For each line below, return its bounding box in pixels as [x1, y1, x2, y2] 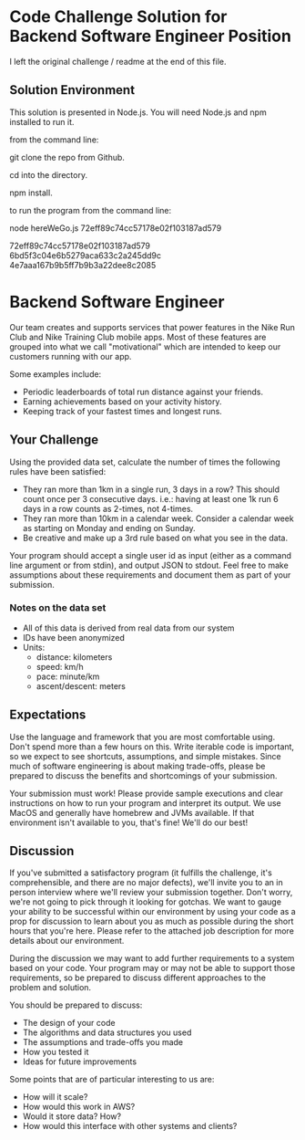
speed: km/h [36, 661, 84, 672]
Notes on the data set [9, 601, 107, 614]
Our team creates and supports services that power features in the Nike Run [9, 321, 296, 332]
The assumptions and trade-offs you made [22, 1037, 184, 1048]
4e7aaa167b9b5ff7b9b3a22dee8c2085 [9, 259, 157, 270]
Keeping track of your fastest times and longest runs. [22, 405, 223, 416]
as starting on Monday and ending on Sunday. [22, 522, 196, 533]
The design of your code [22, 1018, 116, 1029]
